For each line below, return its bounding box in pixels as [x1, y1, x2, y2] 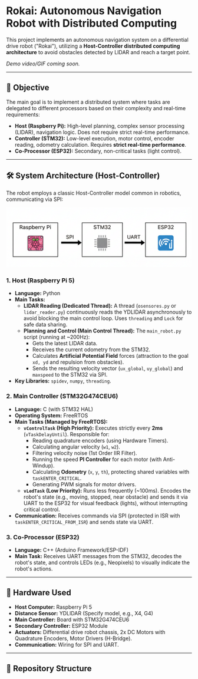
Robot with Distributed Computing [6, 17, 177, 30]
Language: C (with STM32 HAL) [14, 406, 93, 413]
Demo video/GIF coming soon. [6, 60, 80, 67]
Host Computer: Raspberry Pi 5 [14, 603, 93, 611]
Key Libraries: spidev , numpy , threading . [14, 377, 111, 384]
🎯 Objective [6, 83, 49, 93]
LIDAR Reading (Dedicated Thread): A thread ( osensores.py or [23, 302, 177, 309]
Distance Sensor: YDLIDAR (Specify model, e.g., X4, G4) [14, 609, 153, 617]
